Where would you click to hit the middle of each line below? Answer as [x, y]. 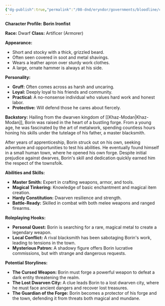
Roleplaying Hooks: [25, 217]
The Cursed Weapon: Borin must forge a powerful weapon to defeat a [83, 272]
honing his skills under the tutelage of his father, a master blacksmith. [75, 132]
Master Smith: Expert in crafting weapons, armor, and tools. [73, 182]
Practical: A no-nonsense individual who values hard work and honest [83, 97]
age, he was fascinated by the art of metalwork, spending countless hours [80, 127]
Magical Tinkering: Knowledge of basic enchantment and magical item [84, 187]
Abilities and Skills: [25, 173]
